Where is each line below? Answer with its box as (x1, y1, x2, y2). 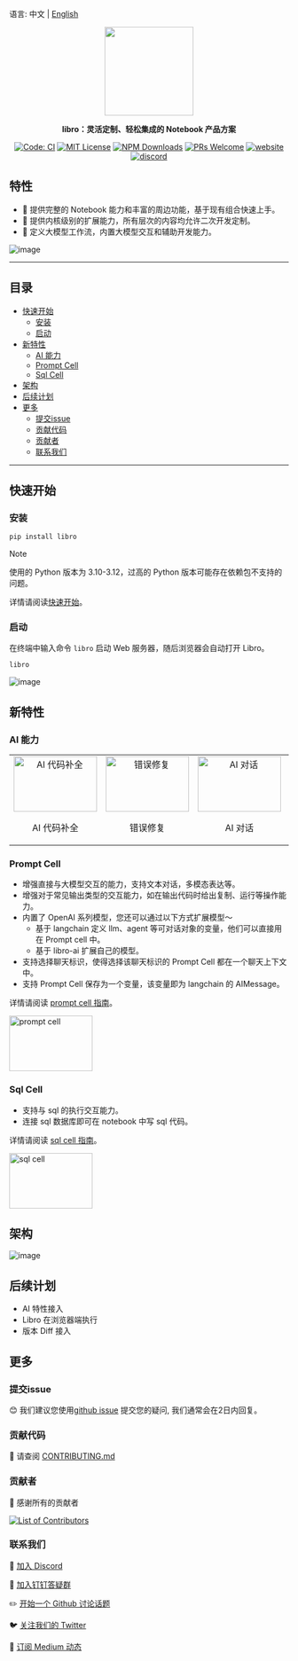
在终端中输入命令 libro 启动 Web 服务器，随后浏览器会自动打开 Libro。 (9, 643, 270, 654)
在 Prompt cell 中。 (35, 935, 106, 945)
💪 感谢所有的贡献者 (9, 1497, 80, 1508)
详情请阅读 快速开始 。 (9, 597, 87, 607)
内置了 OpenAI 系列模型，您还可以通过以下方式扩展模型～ (21, 913, 233, 923)
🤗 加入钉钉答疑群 (9, 1579, 72, 1590)
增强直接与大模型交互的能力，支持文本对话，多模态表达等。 (21, 879, 240, 889)
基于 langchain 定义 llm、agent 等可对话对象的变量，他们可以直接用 (35, 923, 282, 934)
